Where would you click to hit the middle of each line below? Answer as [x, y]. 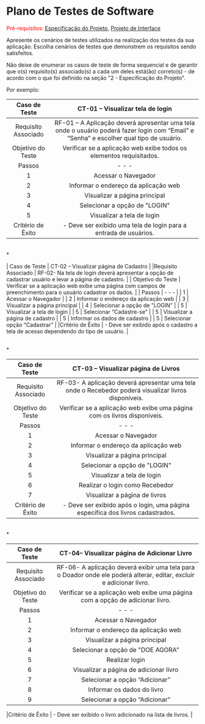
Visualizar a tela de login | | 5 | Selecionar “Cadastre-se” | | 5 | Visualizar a [99, 312]
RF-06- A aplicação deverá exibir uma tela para [126, 567]
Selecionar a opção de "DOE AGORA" [126, 649]
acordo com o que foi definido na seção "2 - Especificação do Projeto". [96, 78]
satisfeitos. [20, 53]
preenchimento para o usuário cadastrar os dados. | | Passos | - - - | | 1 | [98, 292]
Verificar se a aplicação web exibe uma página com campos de [86, 286]
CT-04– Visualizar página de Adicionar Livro [126, 553]
